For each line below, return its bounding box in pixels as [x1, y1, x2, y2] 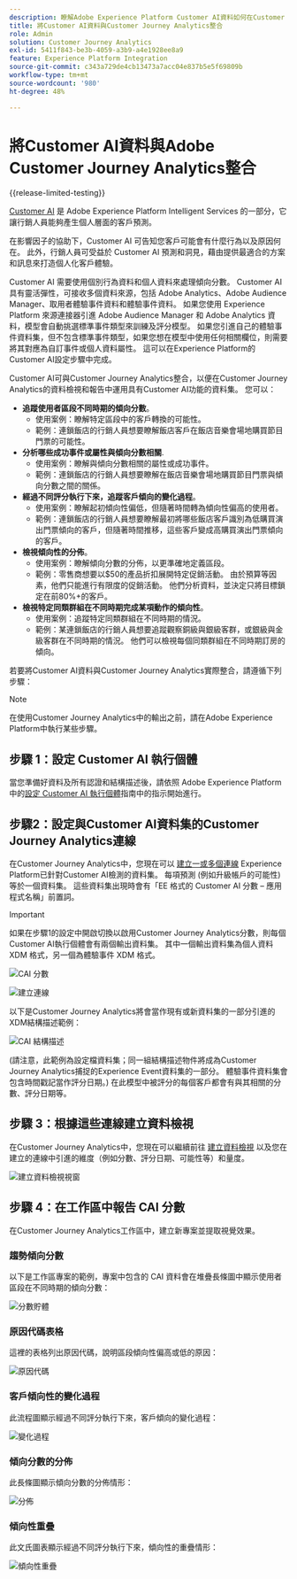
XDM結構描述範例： [9, 1018, 82, 1028]
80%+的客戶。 [58, 591, 113, 602]
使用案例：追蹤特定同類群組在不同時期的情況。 [34, 613, 206, 624]
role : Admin [9, 29, 53, 38]
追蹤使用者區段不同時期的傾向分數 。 [21, 403, 155, 414]
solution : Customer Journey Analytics [9, 37, 152, 47]
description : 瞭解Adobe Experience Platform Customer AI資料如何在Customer [9, 12, 286, 22]
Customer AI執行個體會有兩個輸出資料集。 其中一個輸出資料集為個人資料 [9, 939, 274, 949]
